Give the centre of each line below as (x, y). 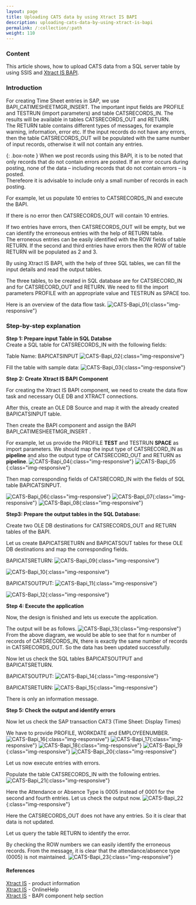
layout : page (22, 11)
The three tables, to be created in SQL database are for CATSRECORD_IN (94, 280)
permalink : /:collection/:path (44, 28)
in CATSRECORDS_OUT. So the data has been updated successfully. (89, 647)
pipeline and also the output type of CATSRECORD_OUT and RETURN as (94, 455)
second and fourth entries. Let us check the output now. (74, 798)
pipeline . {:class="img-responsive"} (70, 462)
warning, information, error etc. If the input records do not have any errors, (96, 132)
